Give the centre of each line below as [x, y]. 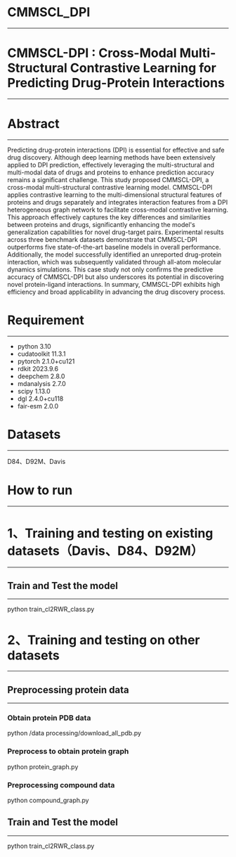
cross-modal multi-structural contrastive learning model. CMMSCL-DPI [110, 187]
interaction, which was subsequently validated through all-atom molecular [114, 262]
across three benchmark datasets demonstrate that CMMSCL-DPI [103, 239]
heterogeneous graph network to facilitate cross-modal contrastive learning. [118, 210]
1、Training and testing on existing [110, 533]
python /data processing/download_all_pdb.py [74, 733]
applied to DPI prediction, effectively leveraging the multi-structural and [111, 165]
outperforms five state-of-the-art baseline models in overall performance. [114, 247]
